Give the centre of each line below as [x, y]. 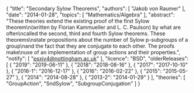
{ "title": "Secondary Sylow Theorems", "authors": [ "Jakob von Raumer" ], [96, 9]
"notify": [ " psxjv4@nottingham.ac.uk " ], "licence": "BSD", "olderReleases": [98, 59]
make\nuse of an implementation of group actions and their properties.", [93, 52]
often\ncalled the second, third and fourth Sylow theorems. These [86, 34]
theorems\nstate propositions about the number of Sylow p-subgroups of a [97, 40]
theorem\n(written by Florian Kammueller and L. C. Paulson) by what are [93, 27]
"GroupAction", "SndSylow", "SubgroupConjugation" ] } [73, 84]
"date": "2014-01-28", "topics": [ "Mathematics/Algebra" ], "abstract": [91, 15]
